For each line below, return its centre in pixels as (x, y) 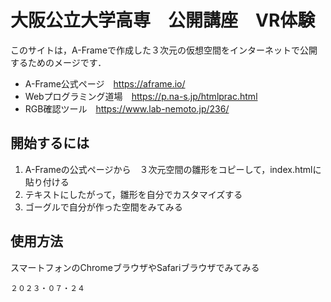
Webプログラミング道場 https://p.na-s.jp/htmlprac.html (141, 96)
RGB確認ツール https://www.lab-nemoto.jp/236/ (127, 108)
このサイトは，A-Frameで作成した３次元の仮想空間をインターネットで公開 (164, 50)
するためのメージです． (58, 62)
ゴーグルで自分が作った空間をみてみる (103, 207)
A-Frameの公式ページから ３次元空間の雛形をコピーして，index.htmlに (173, 169)
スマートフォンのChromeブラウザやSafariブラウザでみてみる (135, 267)
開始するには (50, 143)
